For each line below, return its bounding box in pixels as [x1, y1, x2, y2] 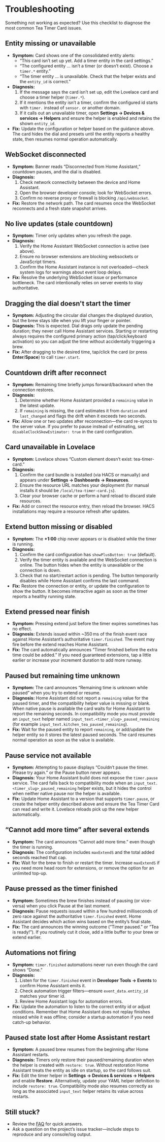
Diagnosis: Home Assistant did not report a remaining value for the [12, 695, 149, 701]
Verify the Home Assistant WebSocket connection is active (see [19, 243, 149, 249]
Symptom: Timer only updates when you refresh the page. [12, 233, 132, 238]
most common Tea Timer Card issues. [5, 25, 82, 31]
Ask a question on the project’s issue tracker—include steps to [12, 1126, 139, 1132]
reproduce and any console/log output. [12, 1132, 92, 1138]
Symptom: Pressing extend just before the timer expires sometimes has [12, 621, 159, 627]
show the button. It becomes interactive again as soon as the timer [12, 588, 148, 594]
